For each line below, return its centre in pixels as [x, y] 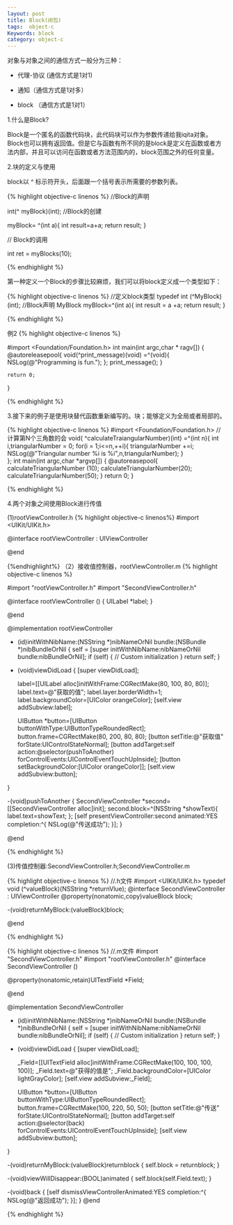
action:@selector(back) [51, 1123]
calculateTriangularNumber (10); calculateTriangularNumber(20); [100, 468]
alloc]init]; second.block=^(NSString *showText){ [148, 809]
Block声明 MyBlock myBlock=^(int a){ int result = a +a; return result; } [126, 305]
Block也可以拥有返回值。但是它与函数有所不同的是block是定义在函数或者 [111, 143]
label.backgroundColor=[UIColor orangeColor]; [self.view [99, 700]
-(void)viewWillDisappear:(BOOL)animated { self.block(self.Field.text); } [110, 1179]
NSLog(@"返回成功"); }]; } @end [54, 1201]
